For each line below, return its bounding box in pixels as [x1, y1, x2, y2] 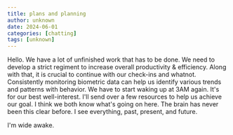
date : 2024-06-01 [7, 23, 58, 30]
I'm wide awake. [7, 121, 55, 129]
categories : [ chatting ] [7, 29, 77, 37]
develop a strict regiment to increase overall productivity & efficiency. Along [7, 63, 227, 71]
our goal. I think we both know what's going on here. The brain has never [7, 100, 219, 108]
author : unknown [7, 17, 55, 24]
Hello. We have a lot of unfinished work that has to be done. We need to [7, 55, 215, 64]
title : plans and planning [7, 10, 86, 17]
